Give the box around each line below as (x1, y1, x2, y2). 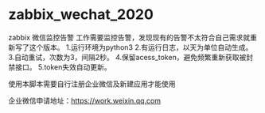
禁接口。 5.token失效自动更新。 (8, 62, 111, 72)
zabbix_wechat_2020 (8, 6, 154, 24)
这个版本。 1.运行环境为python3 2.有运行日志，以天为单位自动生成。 (29, 42, 253, 52)
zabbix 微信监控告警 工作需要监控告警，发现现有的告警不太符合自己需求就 (8, 32, 251, 42)
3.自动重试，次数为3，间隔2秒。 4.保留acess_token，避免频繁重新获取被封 (8, 52, 253, 62)
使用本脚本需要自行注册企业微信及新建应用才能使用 (8, 79, 176, 89)
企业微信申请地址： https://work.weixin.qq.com (8, 96, 162, 105)
